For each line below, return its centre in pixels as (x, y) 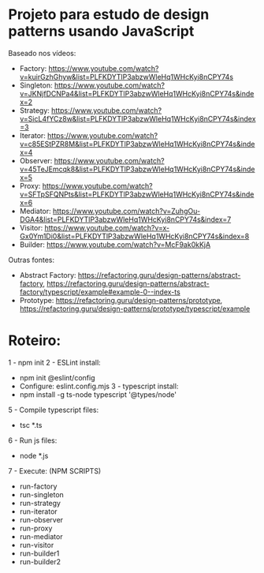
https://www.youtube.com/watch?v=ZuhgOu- (126, 211)
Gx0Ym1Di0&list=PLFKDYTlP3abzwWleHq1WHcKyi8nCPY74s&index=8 (134, 236)
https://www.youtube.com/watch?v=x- (107, 227)
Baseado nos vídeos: (42, 53)
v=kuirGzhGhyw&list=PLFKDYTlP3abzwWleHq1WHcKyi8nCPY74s (126, 77)
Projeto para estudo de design (109, 15)
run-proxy (36, 528)
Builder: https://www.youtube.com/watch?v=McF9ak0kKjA (115, 244)
